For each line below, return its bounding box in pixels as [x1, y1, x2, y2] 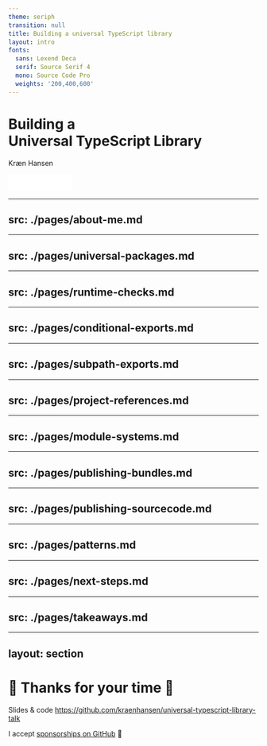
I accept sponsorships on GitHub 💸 [8, 729, 122, 738]
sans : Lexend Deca [15, 55, 77, 63]
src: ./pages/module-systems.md [8, 430, 180, 443]
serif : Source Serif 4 [15, 64, 91, 72]
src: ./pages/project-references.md [8, 394, 189, 408]
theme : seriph [8, 13, 56, 21]
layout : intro [8, 38, 56, 46]
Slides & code [8, 705, 53, 714]
